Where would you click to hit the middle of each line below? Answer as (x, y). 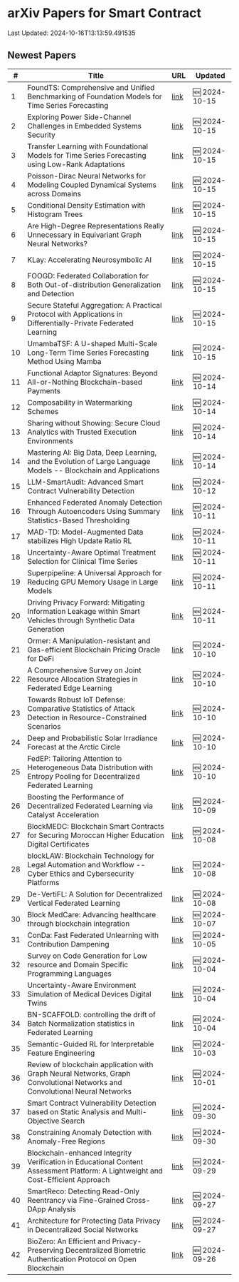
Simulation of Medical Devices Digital (89, 994)
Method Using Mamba (64, 361)
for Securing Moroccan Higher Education (96, 835)
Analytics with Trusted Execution (82, 432)
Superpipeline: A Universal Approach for (95, 572)
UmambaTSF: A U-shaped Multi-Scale (92, 343)
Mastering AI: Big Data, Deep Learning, (92, 453)
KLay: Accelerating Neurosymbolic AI (89, 260)
